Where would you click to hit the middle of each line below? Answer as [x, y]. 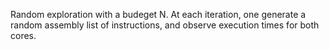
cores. [23, 35]
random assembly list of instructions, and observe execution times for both [165, 25]
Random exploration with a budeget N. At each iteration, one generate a [158, 14]
